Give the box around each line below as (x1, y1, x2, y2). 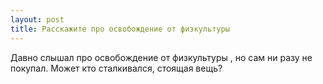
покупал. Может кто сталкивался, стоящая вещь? (10, 62, 223, 74)
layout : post (10, 14, 65, 25)
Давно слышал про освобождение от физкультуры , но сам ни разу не (10, 51, 313, 63)
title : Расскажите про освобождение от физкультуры (10, 24, 230, 34)
